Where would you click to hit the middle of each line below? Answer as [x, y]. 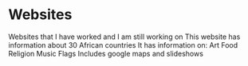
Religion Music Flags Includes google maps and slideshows [106, 53]
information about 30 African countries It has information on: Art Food [123, 45]
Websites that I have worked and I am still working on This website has [124, 37]
